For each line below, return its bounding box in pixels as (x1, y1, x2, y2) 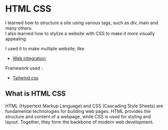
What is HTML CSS (5, 89, 66, 98)
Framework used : (5, 65, 43, 71)
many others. (5, 25, 33, 31)
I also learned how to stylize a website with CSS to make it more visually (5, 30, 155, 36)
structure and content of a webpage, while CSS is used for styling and (5, 113, 151, 119)
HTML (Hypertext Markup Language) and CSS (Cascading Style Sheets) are (5, 103, 163, 109)
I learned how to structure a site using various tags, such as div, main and (5, 20, 158, 26)
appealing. (5, 36, 27, 42)
